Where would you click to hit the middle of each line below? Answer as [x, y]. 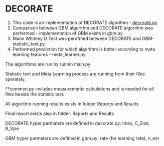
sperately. [16, 79]
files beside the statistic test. [35, 94]
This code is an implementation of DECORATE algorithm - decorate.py [85, 22]
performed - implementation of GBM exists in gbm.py [67, 33]
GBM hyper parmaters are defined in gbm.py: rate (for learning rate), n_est [82, 138]
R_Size [12, 128]
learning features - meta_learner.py [49, 54]
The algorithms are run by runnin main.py [48, 64]
